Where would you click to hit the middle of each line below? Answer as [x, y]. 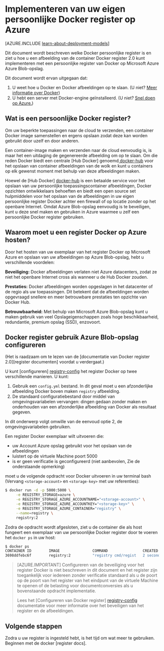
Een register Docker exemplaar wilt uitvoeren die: [55, 436]
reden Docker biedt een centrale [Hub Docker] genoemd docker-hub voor [79, 161]
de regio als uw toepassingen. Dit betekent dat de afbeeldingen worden [77, 291]
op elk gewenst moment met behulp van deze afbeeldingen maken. [73, 171]
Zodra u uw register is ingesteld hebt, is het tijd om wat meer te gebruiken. [80, 638]
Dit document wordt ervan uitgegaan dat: [46, 78]
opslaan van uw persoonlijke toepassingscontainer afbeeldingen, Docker [78, 186]
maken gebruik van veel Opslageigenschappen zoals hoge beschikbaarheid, [82, 316]
